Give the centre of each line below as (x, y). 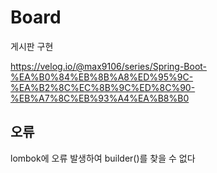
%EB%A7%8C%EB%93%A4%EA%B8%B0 (100, 98)
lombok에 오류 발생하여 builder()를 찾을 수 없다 (103, 158)
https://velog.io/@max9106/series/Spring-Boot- (109, 66)
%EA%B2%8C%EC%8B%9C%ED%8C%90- (103, 87)
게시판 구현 (32, 46)
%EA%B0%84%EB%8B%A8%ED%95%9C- (102, 77)
